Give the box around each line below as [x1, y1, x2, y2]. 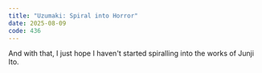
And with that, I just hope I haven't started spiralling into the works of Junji [8, 49, 255, 59]
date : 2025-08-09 [8, 19, 67, 27]
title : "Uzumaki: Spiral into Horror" [8, 11, 138, 20]
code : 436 [8, 26, 42, 34]
